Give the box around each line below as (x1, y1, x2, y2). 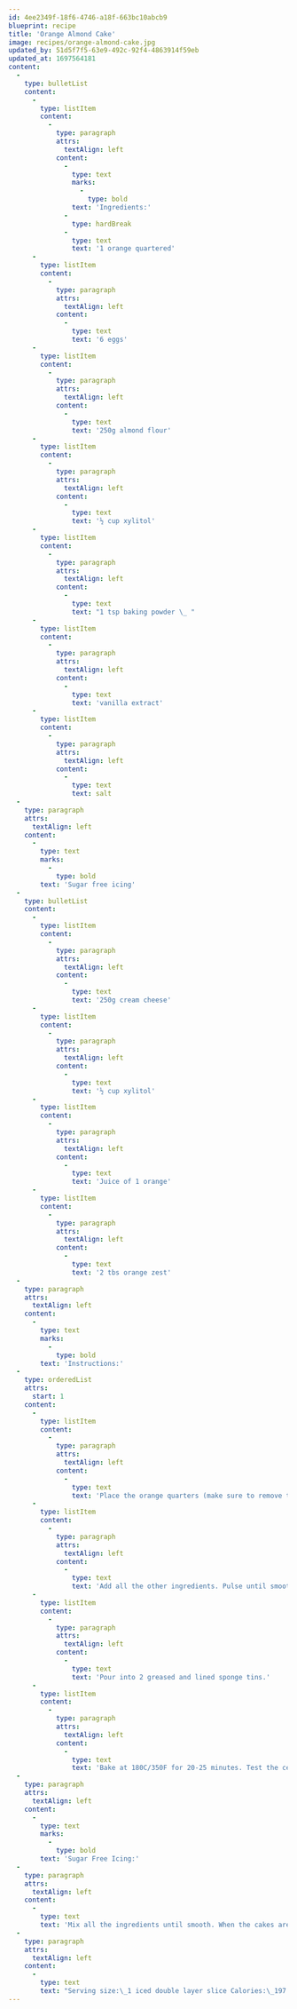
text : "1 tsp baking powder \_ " (71, 607, 196, 616)
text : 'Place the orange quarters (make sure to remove (71, 1491, 283, 1500)
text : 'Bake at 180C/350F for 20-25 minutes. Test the (71, 1764, 278, 1773)
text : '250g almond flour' (71, 425, 172, 435)
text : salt (71, 790, 113, 798)
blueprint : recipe (8, 21, 76, 30)
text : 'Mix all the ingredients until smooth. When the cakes (40, 1920, 275, 1929)
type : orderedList (24, 1376, 92, 1385)
